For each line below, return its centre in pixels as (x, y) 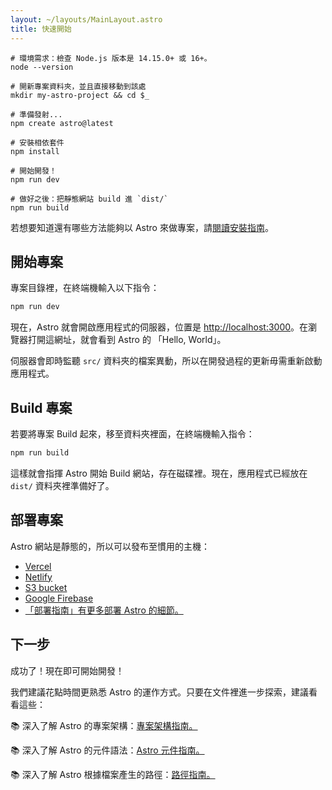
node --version (42, 67)
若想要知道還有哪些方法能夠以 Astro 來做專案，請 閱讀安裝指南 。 (142, 227)
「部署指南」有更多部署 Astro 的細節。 (104, 610)
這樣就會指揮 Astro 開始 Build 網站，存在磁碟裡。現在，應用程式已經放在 (159, 473)
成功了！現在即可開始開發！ (67, 670)
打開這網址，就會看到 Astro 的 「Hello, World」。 (127, 340)
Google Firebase (59, 598)
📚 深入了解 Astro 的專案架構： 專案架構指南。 (104, 725)
